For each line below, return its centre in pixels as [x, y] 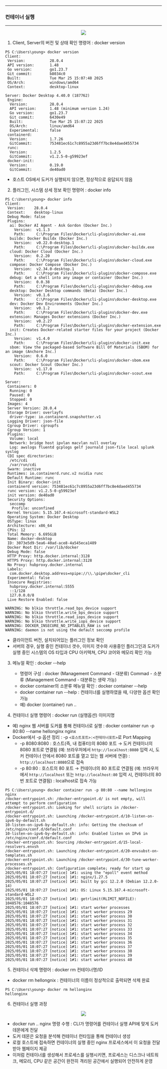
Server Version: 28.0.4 [32, 408]
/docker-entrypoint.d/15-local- [110, 843]
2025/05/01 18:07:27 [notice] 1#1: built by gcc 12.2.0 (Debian [73, 882]
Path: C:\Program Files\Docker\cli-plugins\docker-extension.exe [88, 326]
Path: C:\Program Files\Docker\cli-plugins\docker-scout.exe [83, 373]
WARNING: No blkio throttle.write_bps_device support [62, 613]
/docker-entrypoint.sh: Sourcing [40, 843]
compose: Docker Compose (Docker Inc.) [51, 265]
